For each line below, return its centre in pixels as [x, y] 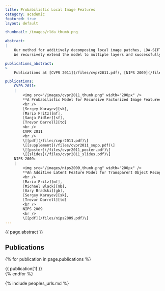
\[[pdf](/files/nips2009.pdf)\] [56, 218]
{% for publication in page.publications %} [48, 259]
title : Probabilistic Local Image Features [50, 10]
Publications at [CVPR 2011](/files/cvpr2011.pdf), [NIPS [74, 73]
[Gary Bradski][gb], [44, 191]
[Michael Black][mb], [45, 186]
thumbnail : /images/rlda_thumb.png [41, 32]
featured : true [21, 19]
